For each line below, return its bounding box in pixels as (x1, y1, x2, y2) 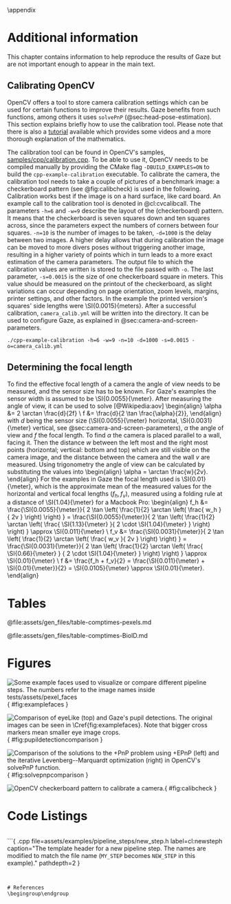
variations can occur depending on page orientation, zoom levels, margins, (7, 287, 219, 295)
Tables (7, 595, 47, 611)
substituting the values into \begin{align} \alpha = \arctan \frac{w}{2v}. (7, 467, 208, 475)
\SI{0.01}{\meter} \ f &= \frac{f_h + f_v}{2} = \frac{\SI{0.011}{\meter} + (7, 557, 206, 565)
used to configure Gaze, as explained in (7, 316, 120, 324)
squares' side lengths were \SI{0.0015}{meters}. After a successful (7, 301, 197, 310)
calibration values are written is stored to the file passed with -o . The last (7, 265, 214, 273)
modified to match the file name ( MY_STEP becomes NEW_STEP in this (7, 852, 196, 860)
